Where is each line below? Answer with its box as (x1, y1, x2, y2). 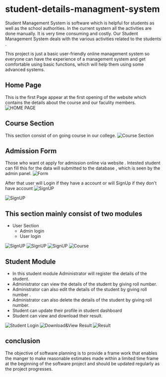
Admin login (19, 228, 45, 234)
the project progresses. (5, 366, 53, 372)
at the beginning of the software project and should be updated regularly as (5, 361, 160, 367)
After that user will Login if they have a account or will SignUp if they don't (5, 180, 157, 186)
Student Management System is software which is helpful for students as (5, 20, 155, 26)
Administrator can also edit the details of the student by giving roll (12, 286, 147, 292)
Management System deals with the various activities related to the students (5, 36, 162, 42)
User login (19, 233, 41, 239)
